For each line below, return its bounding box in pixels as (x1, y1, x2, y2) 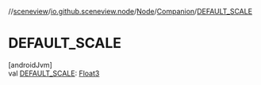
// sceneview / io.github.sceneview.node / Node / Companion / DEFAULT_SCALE (8, 7, 252, 16)
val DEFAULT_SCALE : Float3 (8, 68, 100, 78)
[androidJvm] (8, 60, 53, 69)
